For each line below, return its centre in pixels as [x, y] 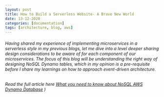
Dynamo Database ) [25, 89]
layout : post [18, 10]
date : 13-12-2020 [23, 19]
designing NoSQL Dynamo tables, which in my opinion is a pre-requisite [78, 64]
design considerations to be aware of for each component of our [70, 54]
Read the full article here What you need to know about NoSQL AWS [74, 84]
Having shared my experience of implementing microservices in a [71, 43]
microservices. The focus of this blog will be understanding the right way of [81, 58]
